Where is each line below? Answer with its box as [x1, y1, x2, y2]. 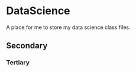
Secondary [6, 41, 48, 51]
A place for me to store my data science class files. [6, 24, 131, 31]
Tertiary [6, 58, 30, 67]
